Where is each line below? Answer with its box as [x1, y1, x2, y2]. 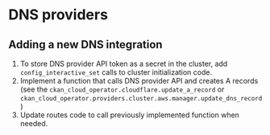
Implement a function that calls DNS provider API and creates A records [19, 76, 259, 85]
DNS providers [8, 6, 109, 24]
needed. [19, 119, 48, 128]
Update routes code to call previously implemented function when [19, 110, 240, 120]
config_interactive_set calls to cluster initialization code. [19, 67, 212, 77]
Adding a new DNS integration [8, 38, 163, 51]
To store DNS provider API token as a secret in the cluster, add [19, 59, 228, 68]
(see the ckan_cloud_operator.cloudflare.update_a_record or [19, 84, 225, 94]
